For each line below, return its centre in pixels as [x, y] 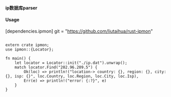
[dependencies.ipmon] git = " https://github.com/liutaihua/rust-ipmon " [79, 31]
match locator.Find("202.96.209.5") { [56, 67]
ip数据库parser [21, 8]
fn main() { [18, 58]
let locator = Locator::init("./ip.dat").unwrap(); [71, 63]
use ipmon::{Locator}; [30, 49]
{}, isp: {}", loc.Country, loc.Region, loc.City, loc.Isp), [72, 76]
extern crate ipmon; [27, 45]
